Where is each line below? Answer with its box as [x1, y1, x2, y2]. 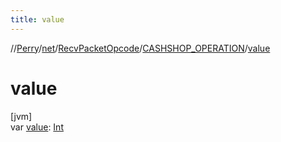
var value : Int [10, 121, 64, 133]
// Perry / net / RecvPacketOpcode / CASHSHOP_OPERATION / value [10, 42, 271, 54]
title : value [10, 14, 65, 25]
